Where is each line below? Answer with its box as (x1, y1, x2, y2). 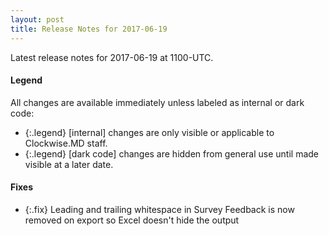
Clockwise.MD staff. (24, 137, 108, 149)
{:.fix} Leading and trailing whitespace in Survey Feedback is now (24, 203, 295, 215)
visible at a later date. (24, 158, 114, 170)
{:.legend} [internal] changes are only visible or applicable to (24, 126, 275, 138)
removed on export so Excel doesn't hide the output (24, 214, 240, 226)
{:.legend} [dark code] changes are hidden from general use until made (24, 147, 319, 160)
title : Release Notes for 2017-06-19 (10, 24, 168, 34)
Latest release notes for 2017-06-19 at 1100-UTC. (10, 51, 214, 63)
